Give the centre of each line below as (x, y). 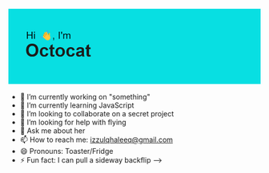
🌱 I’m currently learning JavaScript (77, 105)
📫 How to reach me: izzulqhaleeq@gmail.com (96, 140)
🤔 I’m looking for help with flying (73, 122)
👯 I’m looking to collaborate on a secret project (97, 114)
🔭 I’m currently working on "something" (85, 97)
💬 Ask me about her (52, 131)
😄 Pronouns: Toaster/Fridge (66, 151)
